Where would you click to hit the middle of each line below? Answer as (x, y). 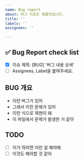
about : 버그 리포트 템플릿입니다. (35, 14)
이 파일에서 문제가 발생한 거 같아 (43, 119)
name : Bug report (23, 10)
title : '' (15, 19)
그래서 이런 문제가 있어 (34, 107)
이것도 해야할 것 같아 (32, 154)
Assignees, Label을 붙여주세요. (43, 71)
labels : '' (16, 23)
